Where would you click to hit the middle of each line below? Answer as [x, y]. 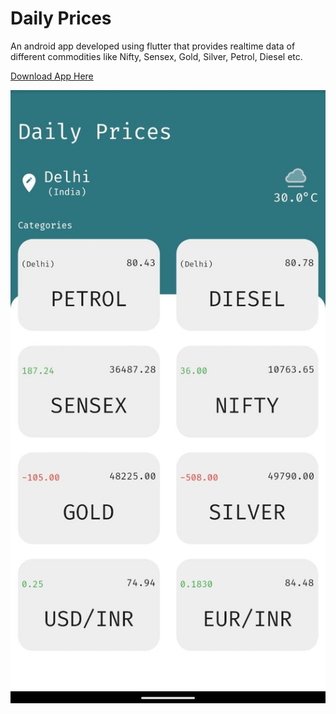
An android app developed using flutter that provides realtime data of [153, 46]
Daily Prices [61, 18]
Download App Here [52, 76]
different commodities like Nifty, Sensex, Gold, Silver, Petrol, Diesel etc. [156, 56]
